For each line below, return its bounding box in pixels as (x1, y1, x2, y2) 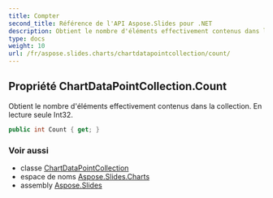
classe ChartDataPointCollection (19, 163, 129, 173)
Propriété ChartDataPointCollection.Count (8, 80, 227, 93)
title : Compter (8, 11, 60, 20)
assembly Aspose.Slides (19, 180, 103, 190)
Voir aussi (8, 144, 49, 156)
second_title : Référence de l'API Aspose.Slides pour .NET (8, 19, 213, 28)
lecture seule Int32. (8, 110, 73, 119)
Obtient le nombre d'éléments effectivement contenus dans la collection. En (8, 101, 262, 110)
